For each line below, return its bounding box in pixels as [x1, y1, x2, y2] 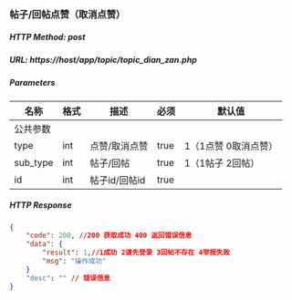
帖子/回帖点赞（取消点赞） [9, 7, 126, 20]
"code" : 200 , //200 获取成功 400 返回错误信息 [26, 231, 193, 241]
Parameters [9, 78, 56, 88]
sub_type [14, 156, 54, 169]
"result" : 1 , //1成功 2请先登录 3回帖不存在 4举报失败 [42, 248, 231, 257]
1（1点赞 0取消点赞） [183, 140, 278, 152]
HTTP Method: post [9, 31, 86, 42]
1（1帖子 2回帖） [183, 157, 260, 170]
